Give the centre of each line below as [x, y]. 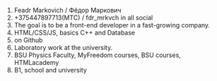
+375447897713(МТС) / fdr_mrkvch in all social [83, 18]
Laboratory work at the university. [63, 48]
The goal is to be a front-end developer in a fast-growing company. [112, 25]
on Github [28, 40]
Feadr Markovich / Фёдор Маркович [68, 10]
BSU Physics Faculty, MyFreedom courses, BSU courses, [98, 55]
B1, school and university [50, 70]
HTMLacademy [36, 62]
